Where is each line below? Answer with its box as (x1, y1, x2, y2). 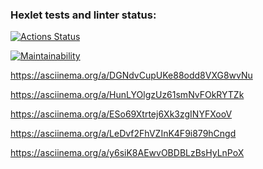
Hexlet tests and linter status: (10, 8, 157, 22)
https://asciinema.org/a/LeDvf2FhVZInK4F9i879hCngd (10, 128, 237, 140)
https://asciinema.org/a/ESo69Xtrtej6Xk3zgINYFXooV (10, 108, 233, 120)
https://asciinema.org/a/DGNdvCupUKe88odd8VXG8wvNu (10, 69, 253, 82)
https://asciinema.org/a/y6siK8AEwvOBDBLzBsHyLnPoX (10, 147, 245, 159)
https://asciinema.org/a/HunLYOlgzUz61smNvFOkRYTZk (10, 89, 245, 101)
